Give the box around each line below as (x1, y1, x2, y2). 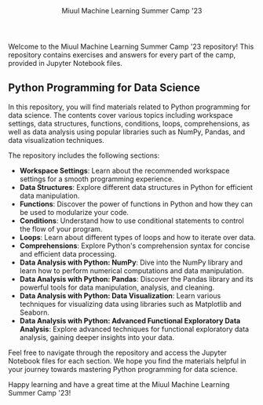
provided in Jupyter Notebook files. (8, 59, 123, 67)
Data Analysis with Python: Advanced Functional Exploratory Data (19, 316, 241, 325)
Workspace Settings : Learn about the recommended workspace (19, 166, 230, 175)
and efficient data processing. (19, 249, 117, 258)
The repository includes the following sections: (8, 151, 160, 160)
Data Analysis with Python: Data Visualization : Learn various (19, 290, 221, 300)
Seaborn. (19, 308, 49, 317)
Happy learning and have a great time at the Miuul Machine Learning (8, 379, 230, 389)
